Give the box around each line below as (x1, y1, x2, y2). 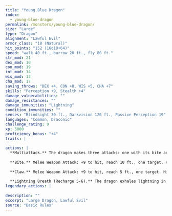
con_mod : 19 (5, 64, 31, 70)
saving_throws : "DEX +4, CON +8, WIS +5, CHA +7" (5, 83, 114, 89)
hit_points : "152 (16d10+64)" (5, 46, 70, 51)
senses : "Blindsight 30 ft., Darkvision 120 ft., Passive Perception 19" (5, 112, 166, 118)
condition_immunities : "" (5, 107, 60, 113)
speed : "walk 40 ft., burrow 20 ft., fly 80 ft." (5, 50, 114, 55)
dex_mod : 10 (5, 60, 31, 65)
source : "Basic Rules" (5, 203, 54, 208)
